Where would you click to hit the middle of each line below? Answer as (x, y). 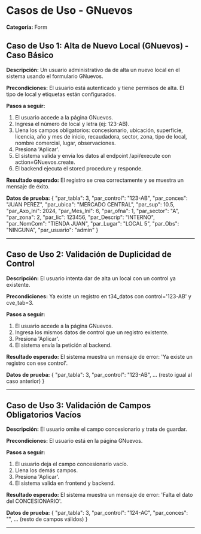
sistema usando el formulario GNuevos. (55, 76)
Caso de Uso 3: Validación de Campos (79, 405)
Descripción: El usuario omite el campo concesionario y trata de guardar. (97, 429)
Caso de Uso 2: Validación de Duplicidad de (89, 255)
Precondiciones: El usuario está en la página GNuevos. (74, 441)
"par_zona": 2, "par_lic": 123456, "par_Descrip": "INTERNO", (80, 217)
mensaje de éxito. (28, 186)
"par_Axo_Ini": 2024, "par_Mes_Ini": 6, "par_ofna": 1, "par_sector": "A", (93, 211)
